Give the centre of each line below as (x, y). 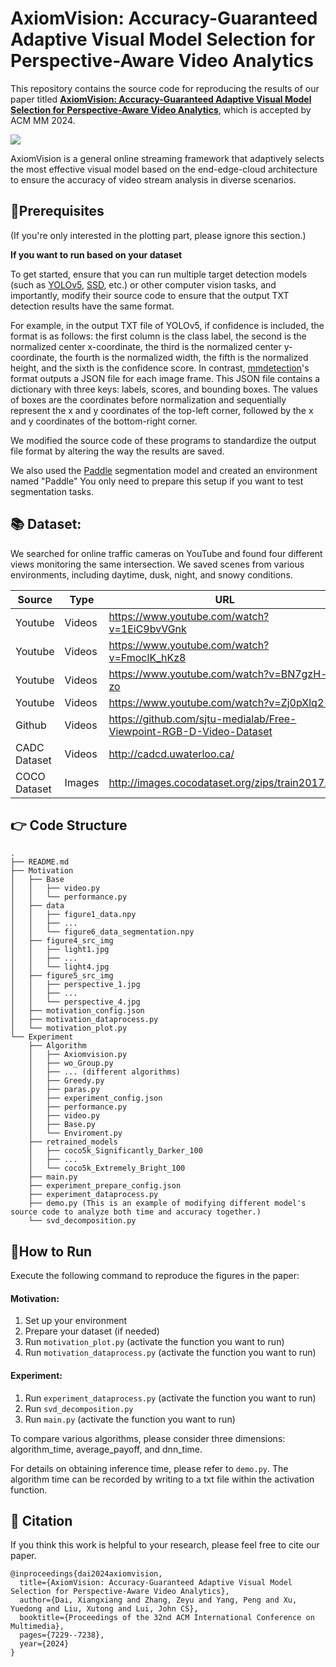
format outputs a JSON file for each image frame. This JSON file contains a (165, 378)
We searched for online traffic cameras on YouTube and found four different (166, 553)
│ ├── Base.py (62, 1125)
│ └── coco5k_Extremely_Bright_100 (107, 1168)
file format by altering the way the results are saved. (117, 451)
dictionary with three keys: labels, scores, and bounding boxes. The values (164, 389)
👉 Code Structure (69, 825)
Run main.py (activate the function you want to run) (130, 1419)
